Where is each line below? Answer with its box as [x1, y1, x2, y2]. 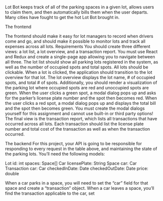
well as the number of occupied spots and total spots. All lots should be [5, 64, 148, 70]
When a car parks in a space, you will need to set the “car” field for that [5, 180, 148, 186]
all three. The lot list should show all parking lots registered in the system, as [5, 59, 158, 65]
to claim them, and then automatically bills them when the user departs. [5, 9, 148, 15]
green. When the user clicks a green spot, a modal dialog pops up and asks [5, 90, 157, 96]
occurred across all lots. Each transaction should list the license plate [5, 121, 144, 127]
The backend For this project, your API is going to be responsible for [5, 141, 142, 146]
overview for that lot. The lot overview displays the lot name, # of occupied [5, 75, 156, 80]
